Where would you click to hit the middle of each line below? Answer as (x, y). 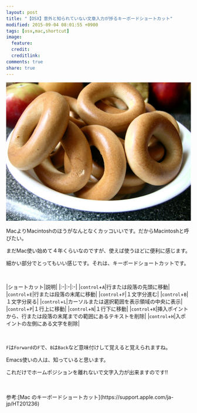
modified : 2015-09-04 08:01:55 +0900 (52, 25)
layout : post (22, 12)
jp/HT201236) (23, 404)
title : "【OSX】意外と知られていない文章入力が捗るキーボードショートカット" (89, 18)
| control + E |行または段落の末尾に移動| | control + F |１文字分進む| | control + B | (97, 294)
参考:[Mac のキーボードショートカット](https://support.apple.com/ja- (90, 397)
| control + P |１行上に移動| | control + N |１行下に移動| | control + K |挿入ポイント (97, 309)
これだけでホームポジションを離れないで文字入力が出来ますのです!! (87, 372)
